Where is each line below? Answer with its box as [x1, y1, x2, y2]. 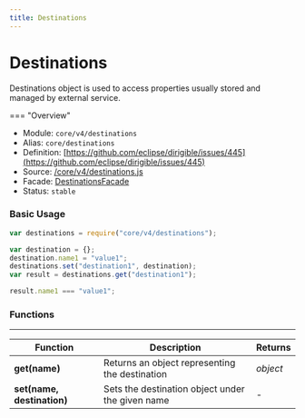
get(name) [14, 363, 61, 375]
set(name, [14, 383, 59, 395]
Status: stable [22, 185, 76, 196]
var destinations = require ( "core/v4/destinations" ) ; [9, 228, 218, 237]
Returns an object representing [103, 356, 236, 369]
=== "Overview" [9, 110, 71, 121]
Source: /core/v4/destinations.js [22, 165, 143, 177]
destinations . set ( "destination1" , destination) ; [9, 262, 197, 271]
